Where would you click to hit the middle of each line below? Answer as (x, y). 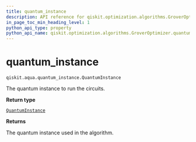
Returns (16, 122)
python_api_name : (27, 33)
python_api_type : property (39, 28)
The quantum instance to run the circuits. (55, 89)
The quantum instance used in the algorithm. (60, 133)
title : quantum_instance (36, 11)
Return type (21, 100)
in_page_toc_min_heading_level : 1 (48, 22)
